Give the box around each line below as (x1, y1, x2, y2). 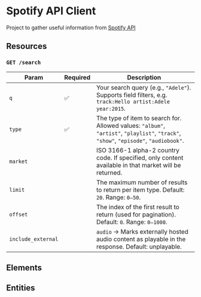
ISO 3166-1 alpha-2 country (96, 146, 179, 154)
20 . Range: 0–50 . (96, 193, 141, 201)
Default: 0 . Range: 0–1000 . (96, 218, 167, 226)
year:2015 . (96, 104, 126, 112)
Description (127, 73, 162, 81)
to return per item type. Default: (96, 185, 185, 194)
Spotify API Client (6, 4, 96, 18)
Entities (6, 283, 35, 293)
